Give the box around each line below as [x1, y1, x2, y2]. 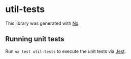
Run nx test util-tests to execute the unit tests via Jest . [5, 48, 126, 54]
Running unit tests [5, 35, 64, 43]
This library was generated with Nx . [5, 20, 80, 26]
